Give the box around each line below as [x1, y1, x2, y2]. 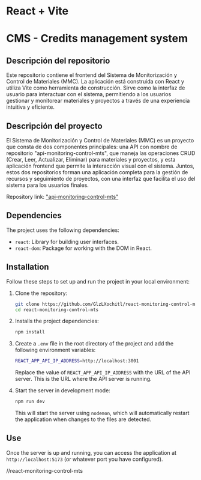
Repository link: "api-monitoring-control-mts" [6, 193, 119, 200]
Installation [6, 262, 49, 272]
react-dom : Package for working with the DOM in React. [14, 245, 152, 252]
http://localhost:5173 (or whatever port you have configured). [6, 455, 163, 463]
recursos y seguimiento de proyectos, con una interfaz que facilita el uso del [6, 175, 196, 182]
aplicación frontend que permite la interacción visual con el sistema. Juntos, [6, 162, 195, 169]
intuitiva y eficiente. [6, 103, 55, 111]
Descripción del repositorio [6, 55, 110, 65]
